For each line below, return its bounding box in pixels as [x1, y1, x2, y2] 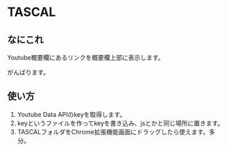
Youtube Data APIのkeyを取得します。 [17, 110, 126, 118]
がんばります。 [7, 68, 50, 77]
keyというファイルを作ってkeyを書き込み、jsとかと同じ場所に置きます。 [17, 119, 224, 127]
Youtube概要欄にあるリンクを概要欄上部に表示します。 [7, 54, 165, 61]
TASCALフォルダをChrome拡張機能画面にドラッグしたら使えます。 [17, 127, 210, 136]
